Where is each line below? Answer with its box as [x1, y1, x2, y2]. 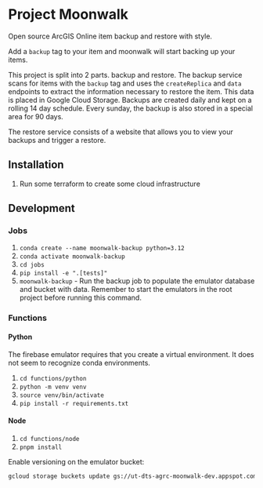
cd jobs [19, 261, 45, 269]
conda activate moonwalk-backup [19, 253, 125, 260]
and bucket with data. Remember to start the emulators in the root [19, 285, 232, 294]
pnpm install [19, 443, 63, 451]
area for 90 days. [8, 111, 64, 121]
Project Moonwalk [8, 5, 129, 24]
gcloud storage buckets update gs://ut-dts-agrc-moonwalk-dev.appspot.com [8, 472, 258, 480]
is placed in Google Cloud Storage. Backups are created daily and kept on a [8, 95, 252, 104]
